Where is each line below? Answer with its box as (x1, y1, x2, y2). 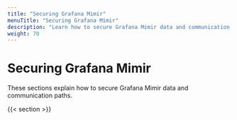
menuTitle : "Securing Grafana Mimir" (7, 17, 119, 24)
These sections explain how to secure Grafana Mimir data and (7, 84, 189, 92)
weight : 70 (7, 30, 40, 37)
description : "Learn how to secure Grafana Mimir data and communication (7, 23, 231, 30)
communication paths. (7, 91, 73, 100)
